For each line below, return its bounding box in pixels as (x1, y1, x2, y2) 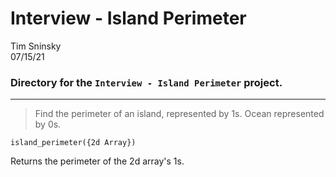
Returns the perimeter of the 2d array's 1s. (10, 155, 185, 167)
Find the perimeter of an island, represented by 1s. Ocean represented (34, 108, 325, 120)
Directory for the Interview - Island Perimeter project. (10, 75, 283, 89)
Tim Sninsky (10, 40, 62, 52)
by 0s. (34, 118, 62, 131)
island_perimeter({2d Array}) (10, 138, 137, 148)
